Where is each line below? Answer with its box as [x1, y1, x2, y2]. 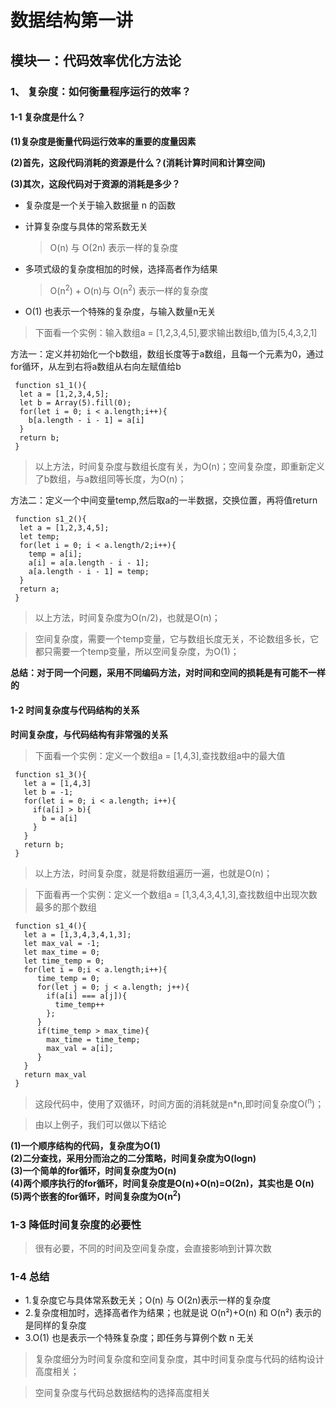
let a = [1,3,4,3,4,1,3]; [23, 929, 132, 940]
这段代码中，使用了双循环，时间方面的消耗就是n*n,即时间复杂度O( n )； [34, 1096, 325, 1110]
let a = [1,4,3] [23, 778, 92, 788]
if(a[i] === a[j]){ [46, 991, 128, 1001]
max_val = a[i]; [46, 1043, 114, 1053]
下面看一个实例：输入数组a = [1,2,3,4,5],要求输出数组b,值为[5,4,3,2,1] [34, 327, 318, 339]
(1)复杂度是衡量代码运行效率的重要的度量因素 [10, 135, 197, 147]
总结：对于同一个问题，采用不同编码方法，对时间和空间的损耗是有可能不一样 [10, 667, 326, 679]
